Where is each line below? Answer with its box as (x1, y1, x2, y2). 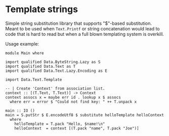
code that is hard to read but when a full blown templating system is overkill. (5, 31, 164, 37)
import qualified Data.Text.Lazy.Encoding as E (5, 68, 108, 73)
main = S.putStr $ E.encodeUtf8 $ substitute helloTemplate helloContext (5, 112, 164, 117)
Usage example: (5, 40, 39, 47)
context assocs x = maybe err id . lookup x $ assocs (5, 95, 121, 100)
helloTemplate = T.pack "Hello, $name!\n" (14, 121, 105, 126)
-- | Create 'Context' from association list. (5, 86, 105, 91)
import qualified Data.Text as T (5, 64, 76, 69)
